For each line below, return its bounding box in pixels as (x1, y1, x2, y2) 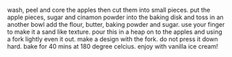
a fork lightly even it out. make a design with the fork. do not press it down (7, 35, 219, 43)
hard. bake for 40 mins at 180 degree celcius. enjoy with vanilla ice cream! (7, 43, 219, 50)
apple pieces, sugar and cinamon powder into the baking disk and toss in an (7, 13, 224, 21)
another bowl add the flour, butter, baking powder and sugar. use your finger (7, 21, 225, 28)
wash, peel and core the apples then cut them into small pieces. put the (7, 6, 211, 14)
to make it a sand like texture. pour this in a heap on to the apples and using (7, 27, 222, 36)
